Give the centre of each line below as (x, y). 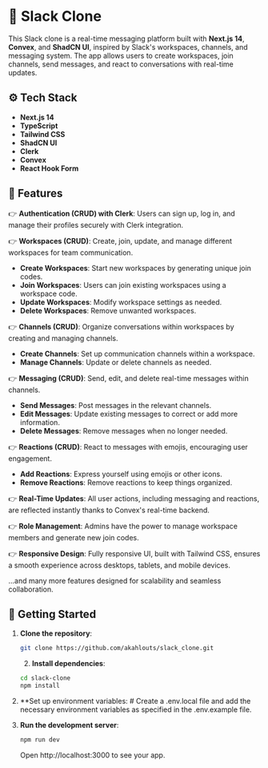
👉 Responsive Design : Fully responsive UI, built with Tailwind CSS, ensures (134, 553)
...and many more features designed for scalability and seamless (115, 580)
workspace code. (48, 293)
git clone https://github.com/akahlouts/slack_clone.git (117, 649)
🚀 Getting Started (52, 614)
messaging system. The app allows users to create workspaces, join (121, 55)
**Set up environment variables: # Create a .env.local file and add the (135, 701)
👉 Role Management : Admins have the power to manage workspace (123, 526)
